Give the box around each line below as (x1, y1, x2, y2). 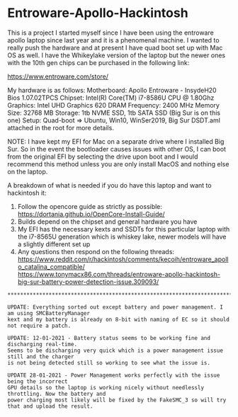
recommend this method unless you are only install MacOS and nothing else (7, 159, 229, 168)
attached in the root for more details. (7, 123, 115, 132)
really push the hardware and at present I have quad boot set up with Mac (7, 43, 223, 52)
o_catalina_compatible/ (17, 262, 85, 270)
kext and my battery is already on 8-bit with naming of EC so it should (7, 316, 230, 323)
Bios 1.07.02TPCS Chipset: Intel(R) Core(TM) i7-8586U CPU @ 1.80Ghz (7, 93, 215, 102)
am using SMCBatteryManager (7, 309, 91, 316)
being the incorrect (7, 377, 69, 385)
